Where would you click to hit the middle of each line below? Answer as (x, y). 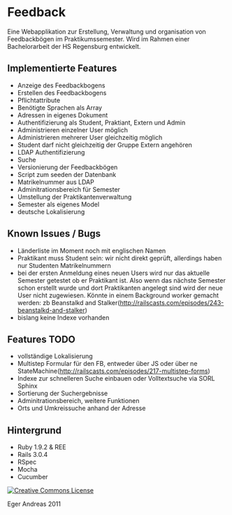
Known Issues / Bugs (54, 234)
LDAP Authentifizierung (51, 152)
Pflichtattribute (39, 100)
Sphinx (27, 386)
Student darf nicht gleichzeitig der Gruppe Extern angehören (104, 145)
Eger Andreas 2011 (34, 504)
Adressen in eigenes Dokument (63, 115)
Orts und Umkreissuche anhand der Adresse (81, 408)
